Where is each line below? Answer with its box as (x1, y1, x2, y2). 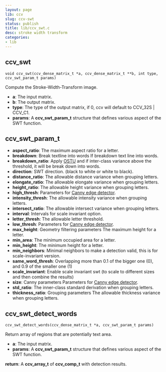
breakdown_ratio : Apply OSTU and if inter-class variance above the (12, 158, 152, 164)
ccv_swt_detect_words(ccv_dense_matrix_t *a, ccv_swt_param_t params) (5, 323, 154, 328)
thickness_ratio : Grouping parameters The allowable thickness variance (12, 290, 161, 296)
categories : (5, 35, 30, 40)
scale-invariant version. (12, 253, 61, 259)
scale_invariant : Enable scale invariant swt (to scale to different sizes (12, 269, 155, 275)
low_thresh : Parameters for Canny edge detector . (12, 221, 114, 227)
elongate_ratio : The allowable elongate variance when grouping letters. (12, 179, 159, 185)
